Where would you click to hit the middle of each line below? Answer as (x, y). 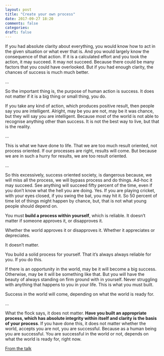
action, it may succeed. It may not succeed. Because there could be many (80, 62)
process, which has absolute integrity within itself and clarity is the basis (81, 318)
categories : (17, 28)
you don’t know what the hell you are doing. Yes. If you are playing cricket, (80, 190)
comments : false (22, 23)
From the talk (18, 348)
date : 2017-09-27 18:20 (29, 19)
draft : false (18, 32)
